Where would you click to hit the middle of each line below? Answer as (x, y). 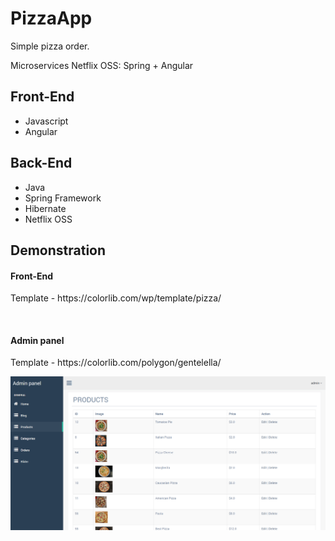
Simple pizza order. (50, 46)
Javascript (46, 121)
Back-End (41, 163)
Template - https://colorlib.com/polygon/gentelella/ (116, 363)
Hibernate (45, 208)
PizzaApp (51, 18)
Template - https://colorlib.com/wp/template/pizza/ (116, 298)
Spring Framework (63, 198)
